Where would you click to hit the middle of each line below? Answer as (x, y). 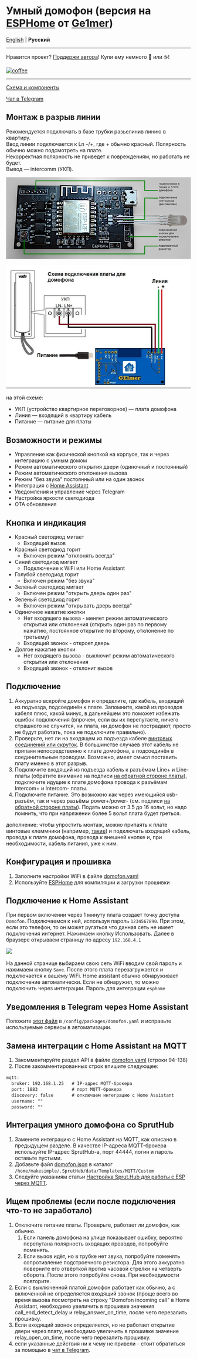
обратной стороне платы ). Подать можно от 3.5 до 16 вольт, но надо (101, 807)
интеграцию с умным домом (51, 460)
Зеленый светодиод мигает (49, 587)
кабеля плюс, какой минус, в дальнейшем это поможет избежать (97, 713)
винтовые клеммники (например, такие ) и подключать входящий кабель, (98, 831)
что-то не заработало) (49, 1211)
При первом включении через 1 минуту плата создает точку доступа (93, 915)
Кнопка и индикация (46, 522)
